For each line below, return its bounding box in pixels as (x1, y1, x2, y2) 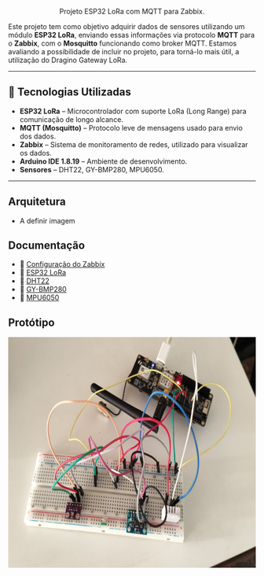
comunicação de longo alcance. (19, 114, 124, 124)
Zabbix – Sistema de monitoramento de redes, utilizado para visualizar (19, 139, 249, 149)
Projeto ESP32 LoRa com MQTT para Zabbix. (59, 7, 205, 16)
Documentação (8, 239, 85, 253)
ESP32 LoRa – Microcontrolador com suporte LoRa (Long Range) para (19, 106, 247, 116)
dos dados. (19, 131, 57, 141)
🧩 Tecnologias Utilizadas (8, 86, 131, 99)
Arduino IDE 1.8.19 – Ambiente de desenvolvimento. (19, 157, 188, 166)
